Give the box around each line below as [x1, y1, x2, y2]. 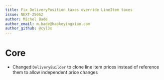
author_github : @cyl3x [5, 26, 52, 31]
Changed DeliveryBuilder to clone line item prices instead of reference [12, 64, 160, 70]
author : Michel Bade [5, 16, 48, 21]
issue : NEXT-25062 [5, 12, 43, 17]
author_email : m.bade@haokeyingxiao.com [5, 21, 91, 26]
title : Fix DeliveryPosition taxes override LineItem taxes [5, 7, 133, 12]
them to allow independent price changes [12, 69, 98, 75]
